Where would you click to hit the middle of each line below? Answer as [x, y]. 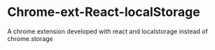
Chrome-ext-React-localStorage [104, 12]
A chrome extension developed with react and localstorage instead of [107, 31]
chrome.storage [30, 38]
